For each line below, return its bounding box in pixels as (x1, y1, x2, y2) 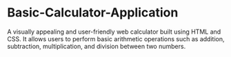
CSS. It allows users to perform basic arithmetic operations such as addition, (7, 34, 225, 43)
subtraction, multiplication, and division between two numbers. (7, 42, 186, 50)
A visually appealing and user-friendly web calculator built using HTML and (7, 27, 221, 36)
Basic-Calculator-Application (7, 5, 179, 21)
